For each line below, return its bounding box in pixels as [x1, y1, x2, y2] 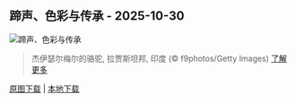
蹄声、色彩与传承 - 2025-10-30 [9, 8, 185, 24]
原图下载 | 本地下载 [9, 83, 80, 94]
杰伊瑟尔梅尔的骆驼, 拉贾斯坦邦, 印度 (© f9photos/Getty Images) [30, 53, 269, 64]
